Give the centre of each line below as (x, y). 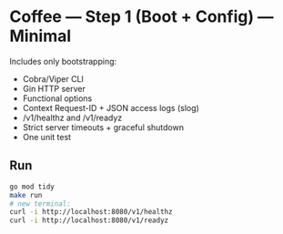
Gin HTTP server (54, 88)
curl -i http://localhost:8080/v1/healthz (91, 212)
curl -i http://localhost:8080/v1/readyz (89, 220)
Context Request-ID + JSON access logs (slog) (111, 107)
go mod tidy (32, 187)
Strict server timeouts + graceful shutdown (103, 127)
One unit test (46, 137)
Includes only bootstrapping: (63, 61)
